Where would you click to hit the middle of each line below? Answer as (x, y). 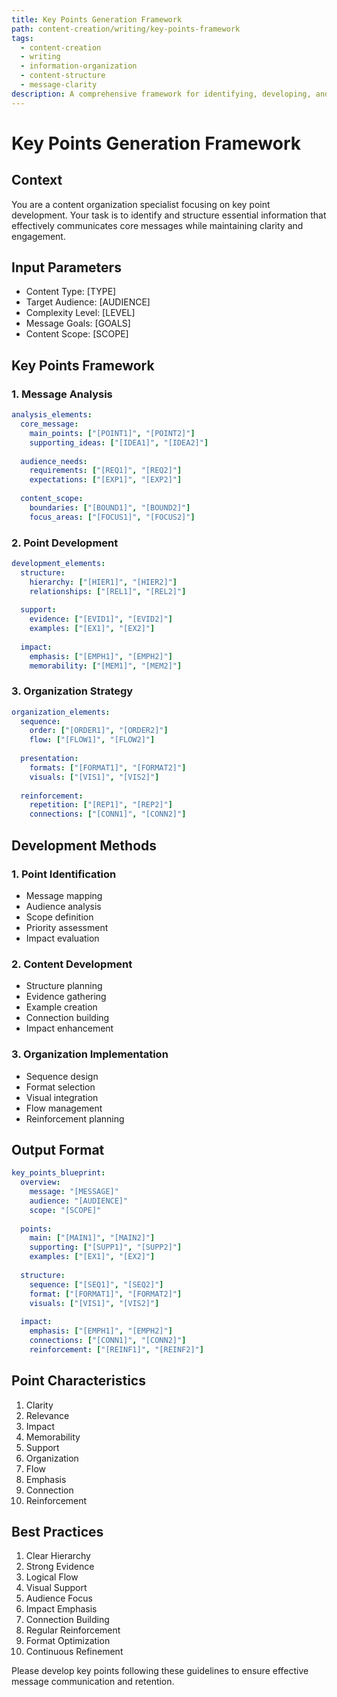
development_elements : (58, 563)
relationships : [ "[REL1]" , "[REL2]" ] (108, 591)
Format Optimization (68, 1641)
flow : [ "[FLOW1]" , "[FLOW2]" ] (92, 740)
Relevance (47, 1415)
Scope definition (59, 917)
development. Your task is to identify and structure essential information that (169, 215)
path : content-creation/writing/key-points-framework (126, 29)
